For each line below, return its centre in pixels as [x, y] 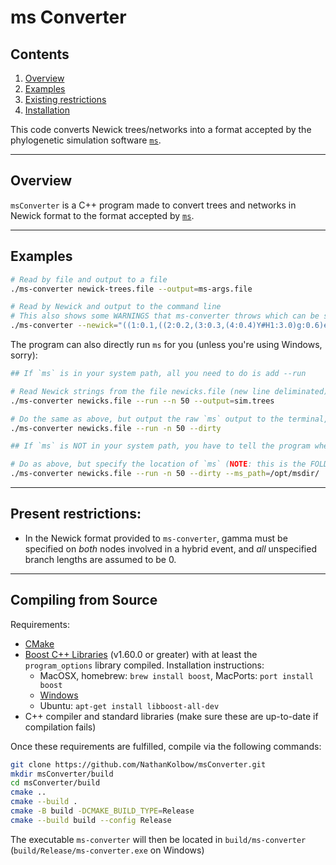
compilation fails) [60, 727]
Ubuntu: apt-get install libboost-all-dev [129, 705]
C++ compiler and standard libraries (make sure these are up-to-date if [171, 716]
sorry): [24, 355]
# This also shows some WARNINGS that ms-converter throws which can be [165, 316]
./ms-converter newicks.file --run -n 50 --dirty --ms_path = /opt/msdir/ [165, 474]
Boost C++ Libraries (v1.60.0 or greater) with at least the [141, 654]
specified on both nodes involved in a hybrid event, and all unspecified [170, 548]
